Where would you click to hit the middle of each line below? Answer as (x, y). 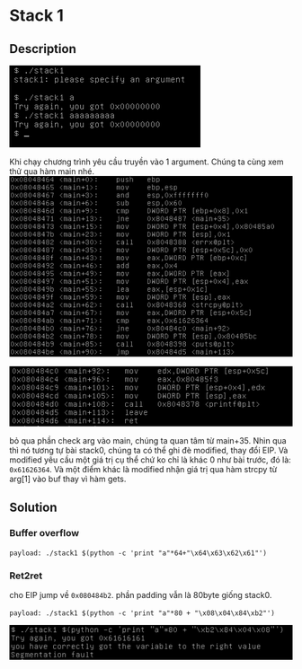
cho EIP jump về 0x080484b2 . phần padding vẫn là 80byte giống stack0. (141, 595)
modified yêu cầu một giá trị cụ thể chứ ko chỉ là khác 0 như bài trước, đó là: (151, 460)
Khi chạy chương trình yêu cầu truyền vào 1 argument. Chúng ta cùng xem (147, 162)
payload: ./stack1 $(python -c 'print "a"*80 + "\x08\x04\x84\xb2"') (142, 613)
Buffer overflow (44, 533)
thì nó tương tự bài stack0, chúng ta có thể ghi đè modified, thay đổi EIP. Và (149, 451)
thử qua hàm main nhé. (52, 171)
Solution (33, 507)
